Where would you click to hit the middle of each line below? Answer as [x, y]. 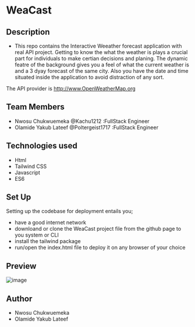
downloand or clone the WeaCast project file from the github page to [98, 229]
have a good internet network [50, 223]
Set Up [19, 197]
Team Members [35, 107]
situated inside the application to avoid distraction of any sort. [89, 77]
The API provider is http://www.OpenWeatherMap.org [71, 88]
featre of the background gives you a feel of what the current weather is [102, 65]
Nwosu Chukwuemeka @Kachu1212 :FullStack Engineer [82, 121]
